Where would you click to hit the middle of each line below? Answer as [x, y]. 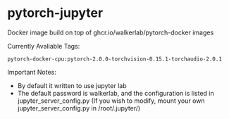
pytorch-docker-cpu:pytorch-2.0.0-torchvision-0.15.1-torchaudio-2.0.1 [114, 59]
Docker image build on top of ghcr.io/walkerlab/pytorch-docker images [111, 32]
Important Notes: [32, 72]
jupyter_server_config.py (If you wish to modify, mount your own [111, 101]
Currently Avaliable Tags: [44, 46]
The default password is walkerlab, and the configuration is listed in [116, 93]
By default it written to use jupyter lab [72, 85]
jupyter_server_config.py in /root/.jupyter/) [79, 108]
